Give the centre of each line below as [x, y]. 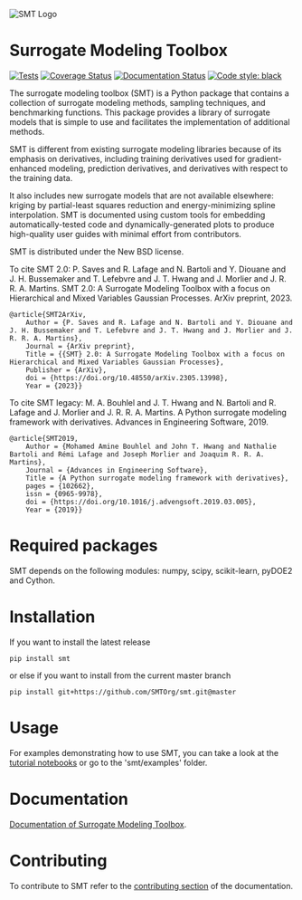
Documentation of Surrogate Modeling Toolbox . [98, 824]
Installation [52, 617]
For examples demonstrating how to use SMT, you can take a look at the [144, 752]
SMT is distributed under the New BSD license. [97, 251]
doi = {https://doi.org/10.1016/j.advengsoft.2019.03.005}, [141, 502]
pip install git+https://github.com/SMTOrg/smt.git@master [123, 692]
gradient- [264, 158]
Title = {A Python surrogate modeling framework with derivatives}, [157, 478]
